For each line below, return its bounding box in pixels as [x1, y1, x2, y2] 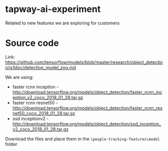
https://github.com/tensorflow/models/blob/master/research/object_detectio [5, 59, 163, 65]
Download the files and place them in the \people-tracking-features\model [5, 136, 160, 142]
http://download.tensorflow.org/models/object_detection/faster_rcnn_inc [12, 89, 162, 95]
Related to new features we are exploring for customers [5, 20, 120, 26]
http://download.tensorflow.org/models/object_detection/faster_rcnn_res [12, 105, 162, 111]
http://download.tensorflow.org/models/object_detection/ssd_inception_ [12, 121, 161, 127]
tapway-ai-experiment [5, 3, 101, 15]
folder [5, 141, 17, 147]
